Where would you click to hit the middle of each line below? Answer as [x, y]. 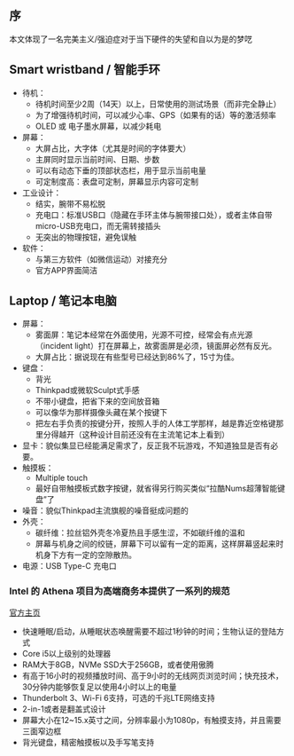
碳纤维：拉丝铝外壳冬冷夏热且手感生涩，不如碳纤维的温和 [140, 533]
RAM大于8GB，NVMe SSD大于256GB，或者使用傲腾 [118, 665]
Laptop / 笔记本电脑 [63, 301]
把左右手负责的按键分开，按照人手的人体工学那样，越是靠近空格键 [155, 423]
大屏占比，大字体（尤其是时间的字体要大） [113, 148]
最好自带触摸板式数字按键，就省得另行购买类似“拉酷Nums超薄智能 [156, 488]
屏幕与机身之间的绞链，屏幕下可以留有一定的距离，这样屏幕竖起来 [155, 544]
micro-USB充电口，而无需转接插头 [98, 225]
